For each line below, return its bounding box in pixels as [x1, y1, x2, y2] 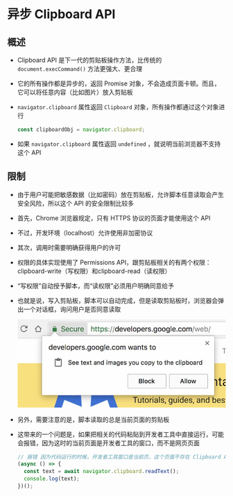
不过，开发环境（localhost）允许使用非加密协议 [17, 229, 153, 237]
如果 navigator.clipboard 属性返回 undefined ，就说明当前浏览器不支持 [17, 140, 221, 148]
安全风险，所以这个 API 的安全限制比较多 [17, 199, 135, 207]
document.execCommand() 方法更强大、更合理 [17, 65, 143, 73]
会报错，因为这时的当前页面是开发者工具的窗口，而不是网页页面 [17, 438, 200, 447]
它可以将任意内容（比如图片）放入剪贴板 [17, 88, 133, 96]
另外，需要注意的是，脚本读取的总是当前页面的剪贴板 [17, 415, 170, 424]
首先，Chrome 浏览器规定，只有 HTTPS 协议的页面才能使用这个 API [17, 213, 211, 222]
